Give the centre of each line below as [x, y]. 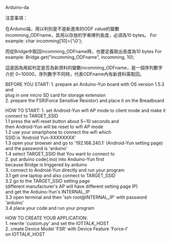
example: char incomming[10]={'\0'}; [44, 41]
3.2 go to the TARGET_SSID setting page [48, 181]
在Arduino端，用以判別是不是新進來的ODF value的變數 [62, 29]
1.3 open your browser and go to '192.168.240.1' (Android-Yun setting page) [84, 143]
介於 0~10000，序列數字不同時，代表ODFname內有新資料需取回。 [75, 74]
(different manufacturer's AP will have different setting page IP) [72, 186]
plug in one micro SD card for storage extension [55, 95]
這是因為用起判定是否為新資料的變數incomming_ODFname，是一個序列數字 [84, 68]
